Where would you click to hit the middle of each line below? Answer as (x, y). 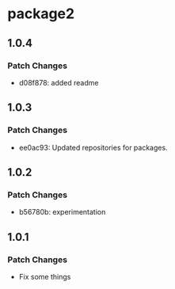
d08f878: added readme (59, 82)
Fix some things (45, 276)
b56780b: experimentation (62, 212)
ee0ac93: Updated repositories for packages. (93, 147)
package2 (41, 14)
